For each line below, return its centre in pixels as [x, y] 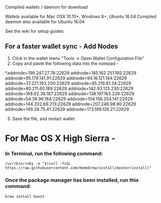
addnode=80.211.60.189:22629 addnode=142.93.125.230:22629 [69, 88]
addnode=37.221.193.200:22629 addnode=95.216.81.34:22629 [68, 83]
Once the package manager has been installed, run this [72, 180]
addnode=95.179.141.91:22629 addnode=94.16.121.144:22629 [66, 78]
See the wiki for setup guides [34, 31]
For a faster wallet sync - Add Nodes [61, 47]
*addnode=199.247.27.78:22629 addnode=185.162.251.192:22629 [71, 73]
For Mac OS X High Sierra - [60, 138]
